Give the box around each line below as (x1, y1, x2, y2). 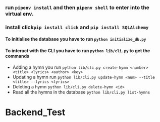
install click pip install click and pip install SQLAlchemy (5, 24, 149, 31)
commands (5, 53, 29, 59)
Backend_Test (5, 106, 66, 118)
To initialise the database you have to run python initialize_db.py (5, 36, 146, 42)
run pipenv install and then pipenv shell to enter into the (5, 4, 150, 11)
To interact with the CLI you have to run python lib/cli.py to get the (5, 48, 150, 54)
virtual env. (5, 10, 34, 17)
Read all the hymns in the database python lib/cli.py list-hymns (12, 89, 150, 95)
